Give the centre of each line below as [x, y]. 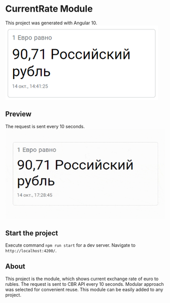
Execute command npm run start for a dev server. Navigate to [71, 245]
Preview [19, 114]
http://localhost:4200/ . [31, 250]
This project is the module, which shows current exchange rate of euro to [82, 279]
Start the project [32, 233]
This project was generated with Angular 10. [51, 23]
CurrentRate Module [49, 9]
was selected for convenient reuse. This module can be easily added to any [84, 289]
